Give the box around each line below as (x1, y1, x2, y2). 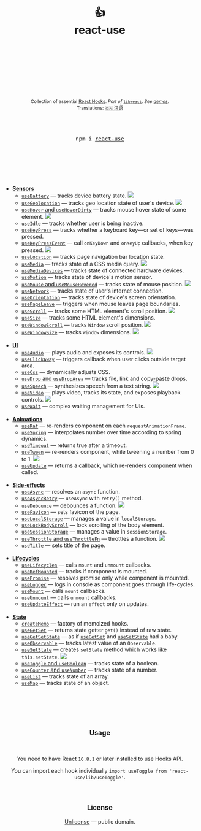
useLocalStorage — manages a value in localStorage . (21, 515, 156, 522)
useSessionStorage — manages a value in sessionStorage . (21, 527, 167, 535)
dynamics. (21, 435, 48, 442)
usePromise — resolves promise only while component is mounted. (21, 574, 189, 581)
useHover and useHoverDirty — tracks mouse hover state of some (21, 205, 187, 213)
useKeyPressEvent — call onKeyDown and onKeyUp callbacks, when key (21, 239, 194, 247)
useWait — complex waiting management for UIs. (21, 402, 145, 410)
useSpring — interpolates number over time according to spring (21, 428, 182, 435)
